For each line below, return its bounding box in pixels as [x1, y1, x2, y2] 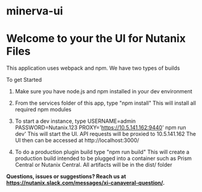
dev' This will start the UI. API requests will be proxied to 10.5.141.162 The [14, 131, 197, 138]
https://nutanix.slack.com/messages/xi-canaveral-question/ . [6, 179, 165, 187]
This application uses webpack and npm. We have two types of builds [6, 64, 180, 72]
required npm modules [14, 106, 72, 113]
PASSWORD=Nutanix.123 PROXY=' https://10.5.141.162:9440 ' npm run [14, 124, 186, 131]
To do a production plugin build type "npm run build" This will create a [14, 149, 190, 156]
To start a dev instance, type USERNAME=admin [14, 117, 136, 125]
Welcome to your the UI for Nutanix [6, 32, 186, 46]
